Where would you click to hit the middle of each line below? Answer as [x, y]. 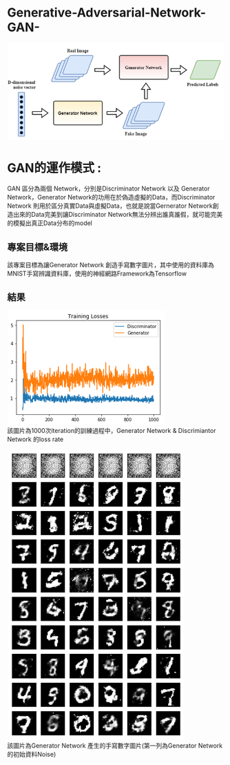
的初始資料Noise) [32, 754]
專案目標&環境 [38, 247]
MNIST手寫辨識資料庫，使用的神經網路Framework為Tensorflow [97, 273]
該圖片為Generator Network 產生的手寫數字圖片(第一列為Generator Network [115, 745]
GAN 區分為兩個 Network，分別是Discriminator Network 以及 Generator [108, 188]
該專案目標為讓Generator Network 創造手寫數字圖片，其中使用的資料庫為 [111, 264]
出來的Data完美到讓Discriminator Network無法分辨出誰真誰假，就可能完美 [118, 215]
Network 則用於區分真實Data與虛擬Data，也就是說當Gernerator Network [110, 206]
